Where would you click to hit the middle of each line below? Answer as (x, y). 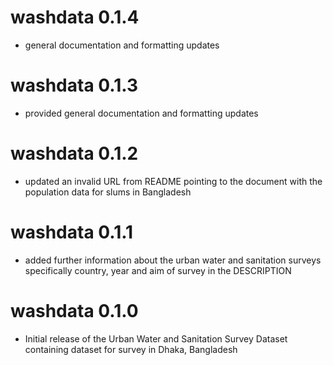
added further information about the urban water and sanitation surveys (173, 260)
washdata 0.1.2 (74, 153)
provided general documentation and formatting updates (141, 113)
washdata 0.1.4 (75, 17)
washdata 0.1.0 (74, 310)
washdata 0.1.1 (72, 232)
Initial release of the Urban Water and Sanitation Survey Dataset (156, 338)
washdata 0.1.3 (74, 85)
